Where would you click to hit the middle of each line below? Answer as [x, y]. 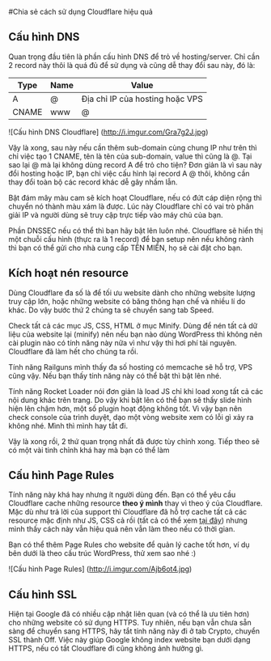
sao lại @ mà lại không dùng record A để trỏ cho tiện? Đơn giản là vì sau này [135, 164]
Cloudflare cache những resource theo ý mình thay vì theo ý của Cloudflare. [135, 503]
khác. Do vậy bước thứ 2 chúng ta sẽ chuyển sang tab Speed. [111, 310]
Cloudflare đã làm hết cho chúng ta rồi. [74, 351]
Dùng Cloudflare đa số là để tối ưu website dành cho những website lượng [132, 292]
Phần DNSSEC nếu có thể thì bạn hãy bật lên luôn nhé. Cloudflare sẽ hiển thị [136, 231]
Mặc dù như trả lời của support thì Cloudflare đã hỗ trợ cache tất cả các [128, 512]
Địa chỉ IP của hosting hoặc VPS [142, 99]
